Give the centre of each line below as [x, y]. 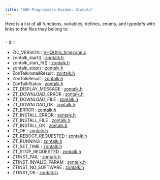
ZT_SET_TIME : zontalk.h [37, 146]
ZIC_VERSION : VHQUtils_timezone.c [49, 52]
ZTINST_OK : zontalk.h [35, 172]
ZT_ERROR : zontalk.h [34, 110]
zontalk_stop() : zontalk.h [38, 68]
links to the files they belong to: [37, 29]
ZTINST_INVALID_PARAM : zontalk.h [49, 162]
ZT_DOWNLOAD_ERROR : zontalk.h [48, 94]
